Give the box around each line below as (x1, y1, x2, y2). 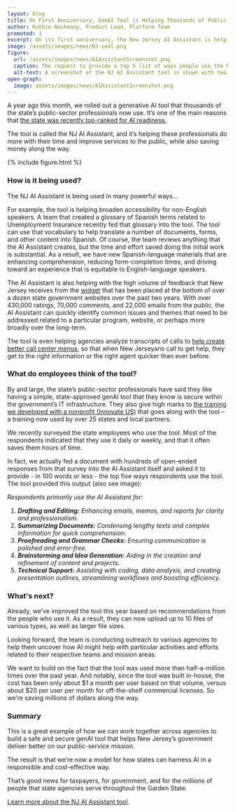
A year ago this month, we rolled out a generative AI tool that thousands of (7, 101, 222, 109)
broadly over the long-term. (7, 323, 87, 332)
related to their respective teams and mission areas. (7, 650, 157, 659)
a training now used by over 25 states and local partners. (7, 414, 171, 423)
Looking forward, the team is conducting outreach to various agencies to (7, 635, 218, 644)
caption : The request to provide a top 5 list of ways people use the (13, 62, 224, 69)
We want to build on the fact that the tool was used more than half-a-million (7, 664, 225, 672)
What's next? (7, 590, 54, 600)
